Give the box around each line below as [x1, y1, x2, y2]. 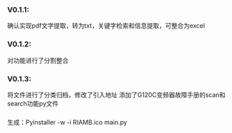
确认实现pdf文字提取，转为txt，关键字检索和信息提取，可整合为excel [7, 22, 205, 30]
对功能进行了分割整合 [7, 56, 68, 64]
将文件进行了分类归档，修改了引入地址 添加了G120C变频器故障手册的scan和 [7, 91, 226, 99]
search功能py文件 [7, 99, 59, 107]
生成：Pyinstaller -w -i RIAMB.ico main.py [7, 118, 128, 126]
